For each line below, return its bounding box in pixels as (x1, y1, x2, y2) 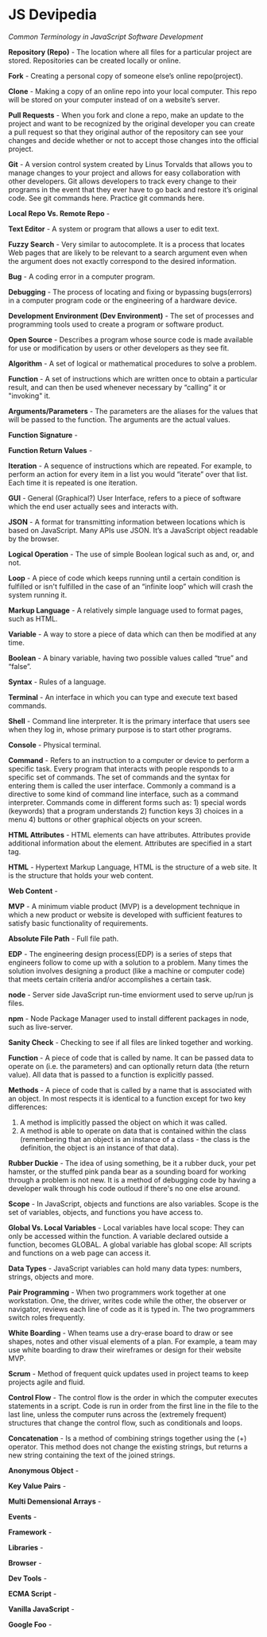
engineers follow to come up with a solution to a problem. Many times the (8, 958, 249, 967)
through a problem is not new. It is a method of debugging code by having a (8, 1175, 257, 1185)
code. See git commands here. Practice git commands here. (8, 193, 205, 203)
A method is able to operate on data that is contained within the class (19, 1126, 247, 1136)
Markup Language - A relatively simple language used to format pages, (8, 606, 244, 615)
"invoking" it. (8, 391, 51, 401)
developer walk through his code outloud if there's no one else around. (8, 1183, 241, 1193)
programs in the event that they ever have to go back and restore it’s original (8, 184, 258, 194)
